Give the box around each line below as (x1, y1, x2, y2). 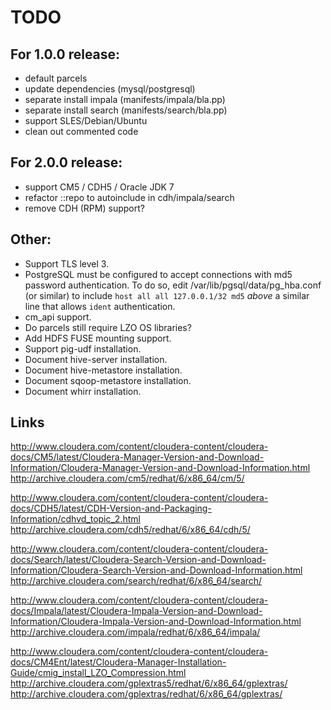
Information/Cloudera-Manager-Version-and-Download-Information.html (10, 462, 311, 474)
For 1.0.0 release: (10, 46, 121, 63)
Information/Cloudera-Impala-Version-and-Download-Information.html (10, 616, 302, 628)
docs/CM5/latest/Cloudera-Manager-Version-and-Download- (10, 451, 265, 463)
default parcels (24, 72, 88, 84)
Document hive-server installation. (24, 353, 168, 365)
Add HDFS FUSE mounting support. (24, 332, 172, 344)
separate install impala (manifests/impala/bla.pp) (24, 94, 226, 105)
